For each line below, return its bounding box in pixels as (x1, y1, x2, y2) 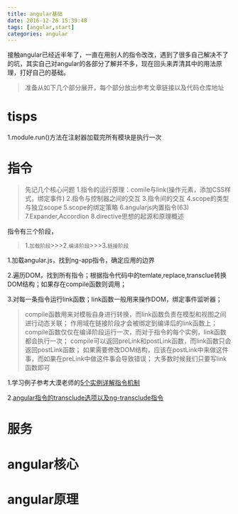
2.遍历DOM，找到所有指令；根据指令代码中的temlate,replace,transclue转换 (7, 271, 227, 280)
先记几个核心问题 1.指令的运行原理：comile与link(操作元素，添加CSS (24, 185, 225, 194)
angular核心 (7, 456, 80, 472)
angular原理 (7, 491, 80, 508)
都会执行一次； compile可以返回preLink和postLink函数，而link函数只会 (24, 337, 232, 345)
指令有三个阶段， (7, 227, 58, 236)
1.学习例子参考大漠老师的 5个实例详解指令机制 (7, 378, 141, 387)
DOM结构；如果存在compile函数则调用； (7, 280, 126, 288)
